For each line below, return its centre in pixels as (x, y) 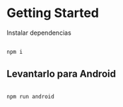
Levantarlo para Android (61, 74)
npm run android (30, 96)
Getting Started (53, 13)
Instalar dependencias (39, 33)
